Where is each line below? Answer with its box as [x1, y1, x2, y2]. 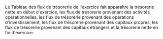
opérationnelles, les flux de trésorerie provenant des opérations [5, 14, 134, 20]
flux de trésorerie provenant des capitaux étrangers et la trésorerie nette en [5, 25, 159, 30]
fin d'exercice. [5, 30, 34, 35]
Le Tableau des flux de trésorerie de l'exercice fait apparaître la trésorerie [5, 4, 154, 10]
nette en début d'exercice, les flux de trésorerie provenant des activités [5, 9, 150, 15]
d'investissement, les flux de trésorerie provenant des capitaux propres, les [5, 19, 159, 25]
